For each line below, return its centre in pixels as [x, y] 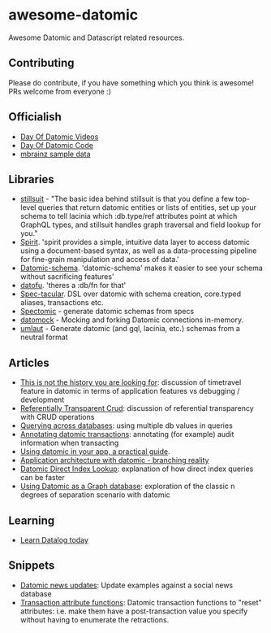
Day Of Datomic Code [56, 145]
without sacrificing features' [67, 277]
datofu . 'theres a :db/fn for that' [73, 286]
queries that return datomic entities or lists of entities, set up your [147, 207]
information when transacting [69, 443]
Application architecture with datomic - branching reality [114, 461]
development [42, 399]
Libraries [31, 179]
